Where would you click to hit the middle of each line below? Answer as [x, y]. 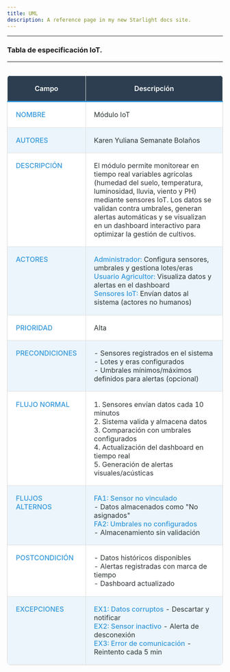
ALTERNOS [34, 506]
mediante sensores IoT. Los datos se [152, 200]
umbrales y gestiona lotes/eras [143, 268]
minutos [106, 413]
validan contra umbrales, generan [148, 208]
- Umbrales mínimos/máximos [142, 371]
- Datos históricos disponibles [142, 558]
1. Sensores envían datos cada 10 [149, 404]
